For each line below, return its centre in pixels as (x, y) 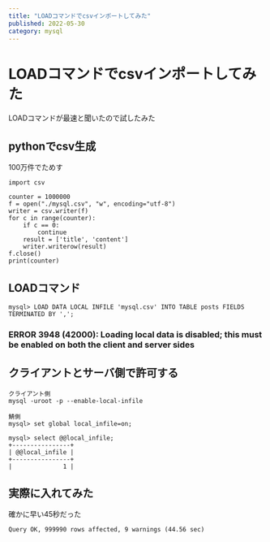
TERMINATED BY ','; (41, 314)
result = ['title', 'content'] (76, 240)
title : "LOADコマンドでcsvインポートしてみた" (80, 16)
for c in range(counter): (52, 219)
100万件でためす (36, 167)
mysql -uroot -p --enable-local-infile (76, 401)
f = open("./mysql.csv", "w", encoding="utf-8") (92, 204)
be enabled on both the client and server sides (101, 345)
